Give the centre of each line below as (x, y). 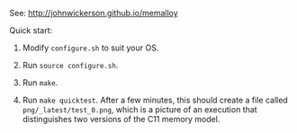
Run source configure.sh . (70, 65)
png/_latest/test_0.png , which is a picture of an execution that (140, 110)
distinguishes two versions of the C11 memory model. (121, 119)
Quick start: (31, 30)
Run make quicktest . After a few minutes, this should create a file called (155, 100)
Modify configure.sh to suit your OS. (90, 48)
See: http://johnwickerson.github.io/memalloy (94, 13)
